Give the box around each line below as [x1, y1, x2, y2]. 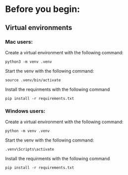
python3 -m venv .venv [5, 59, 52, 64]
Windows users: [5, 107, 46, 114]
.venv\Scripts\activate [5, 147, 55, 152]
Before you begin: [5, 3, 80, 15]
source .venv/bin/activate [5, 77, 61, 83]
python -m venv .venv [5, 129, 50, 134]
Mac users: [5, 38, 33, 45]
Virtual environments [5, 23, 72, 32]
